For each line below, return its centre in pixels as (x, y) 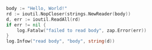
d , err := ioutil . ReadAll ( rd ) (43, 19)
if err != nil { (26, 25)
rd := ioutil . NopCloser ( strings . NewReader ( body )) (69, 14)
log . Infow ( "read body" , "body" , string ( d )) (61, 41)
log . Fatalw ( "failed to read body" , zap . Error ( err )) (82, 30)
